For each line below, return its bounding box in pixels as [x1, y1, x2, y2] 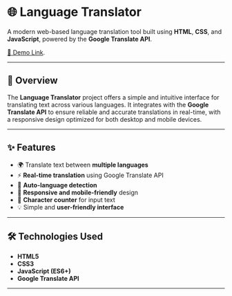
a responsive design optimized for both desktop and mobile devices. [7, 115, 202, 123]
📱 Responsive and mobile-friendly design [17, 188, 139, 196]
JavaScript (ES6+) [17, 267, 71, 275]
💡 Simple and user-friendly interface [17, 203, 124, 211]
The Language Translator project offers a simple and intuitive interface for [7, 93, 220, 101]
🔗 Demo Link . [7, 48, 46, 56]
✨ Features [7, 142, 56, 154]
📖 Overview [7, 75, 58, 86]
